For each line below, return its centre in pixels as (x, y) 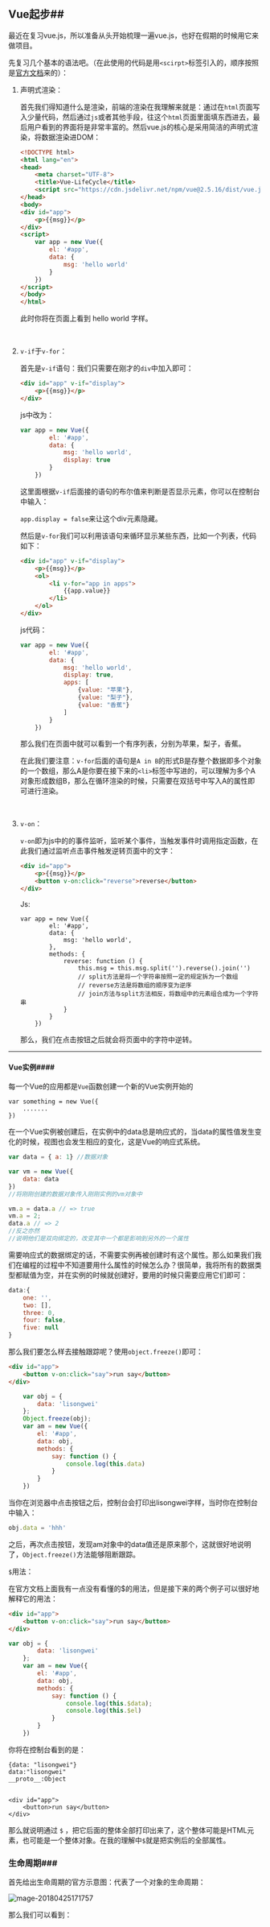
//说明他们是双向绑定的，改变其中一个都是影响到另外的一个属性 (99, 1238)
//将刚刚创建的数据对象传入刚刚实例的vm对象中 (76, 1194)
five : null (41, 1328)
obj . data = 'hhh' (37, 1528)
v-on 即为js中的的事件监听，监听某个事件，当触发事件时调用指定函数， (135, 841)
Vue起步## (36, 14)
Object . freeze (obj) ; (57, 1419)
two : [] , (37, 1305)
